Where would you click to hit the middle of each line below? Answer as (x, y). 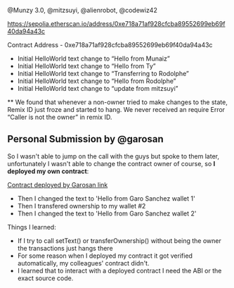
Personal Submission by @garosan (85, 139)
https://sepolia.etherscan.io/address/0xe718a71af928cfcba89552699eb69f (116, 24)
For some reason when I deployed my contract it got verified (105, 256)
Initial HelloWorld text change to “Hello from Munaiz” (93, 58)
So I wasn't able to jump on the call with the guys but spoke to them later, (113, 156)
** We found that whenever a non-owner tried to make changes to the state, (118, 102)
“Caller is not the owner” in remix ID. (60, 117)
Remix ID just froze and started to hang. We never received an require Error (116, 109)
